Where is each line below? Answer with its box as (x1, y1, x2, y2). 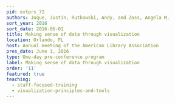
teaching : (6, 76, 32, 82)
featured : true (6, 71, 45, 77)
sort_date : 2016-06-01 (6, 25, 64, 32)
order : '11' (6, 65, 36, 71)
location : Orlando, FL (6, 37, 64, 43)
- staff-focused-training (12, 82, 78, 88)
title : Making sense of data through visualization (6, 32, 140, 38)
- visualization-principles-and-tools (12, 88, 111, 94)
